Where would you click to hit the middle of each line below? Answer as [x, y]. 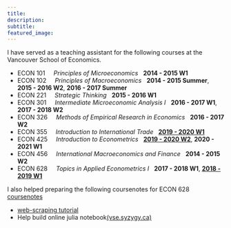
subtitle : [21, 26]
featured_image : [30, 33]
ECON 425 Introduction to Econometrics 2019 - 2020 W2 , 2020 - [116, 140]
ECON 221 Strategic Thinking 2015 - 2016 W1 [87, 95]
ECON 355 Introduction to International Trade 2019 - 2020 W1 [111, 132]
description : [26, 20]
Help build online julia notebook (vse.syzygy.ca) [84, 218]
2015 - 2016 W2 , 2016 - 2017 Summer [72, 88]
